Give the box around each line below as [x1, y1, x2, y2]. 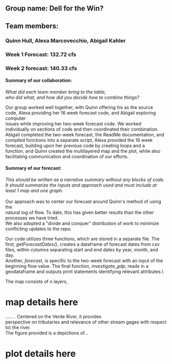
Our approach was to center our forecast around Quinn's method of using [5, 198, 162, 205]
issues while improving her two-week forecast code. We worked [5, 120, 142, 126]
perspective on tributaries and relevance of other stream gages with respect [5, 319, 167, 325]
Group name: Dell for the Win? [5, 4, 104, 13]
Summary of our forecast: [5, 165, 62, 171]
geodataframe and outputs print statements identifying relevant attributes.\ [5, 268, 164, 275]
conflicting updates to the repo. [5, 226, 72, 232]
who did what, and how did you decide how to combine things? [5, 94, 140, 100]
